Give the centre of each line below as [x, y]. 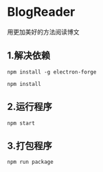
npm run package [30, 162]
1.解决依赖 [29, 56]
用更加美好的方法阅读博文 [43, 32]
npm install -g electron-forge [52, 72]
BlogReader [41, 12]
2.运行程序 [30, 107]
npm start [21, 123]
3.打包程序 [30, 146]
